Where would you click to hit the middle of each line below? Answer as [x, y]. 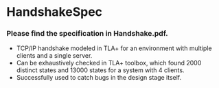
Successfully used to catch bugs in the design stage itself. [99, 78]
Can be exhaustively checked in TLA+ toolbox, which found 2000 [109, 63]
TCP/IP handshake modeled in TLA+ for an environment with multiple [114, 48]
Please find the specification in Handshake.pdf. [88, 34]
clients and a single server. [54, 56]
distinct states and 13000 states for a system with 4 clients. [100, 70]
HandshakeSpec [55, 12]
